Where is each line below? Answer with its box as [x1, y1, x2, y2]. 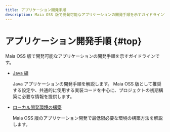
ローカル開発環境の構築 [12, 104, 62, 110]
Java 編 [12, 70, 29, 76]
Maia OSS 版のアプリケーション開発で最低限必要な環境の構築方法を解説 [12, 115, 163, 121]
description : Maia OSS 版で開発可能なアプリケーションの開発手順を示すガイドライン [5, 12, 164, 17]
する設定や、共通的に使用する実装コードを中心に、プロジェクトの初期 [12, 87, 159, 94]
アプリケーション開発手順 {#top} [5, 35, 142, 47]
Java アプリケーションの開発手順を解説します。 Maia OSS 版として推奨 [12, 81, 162, 87]
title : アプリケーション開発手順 [5, 7, 67, 13]
